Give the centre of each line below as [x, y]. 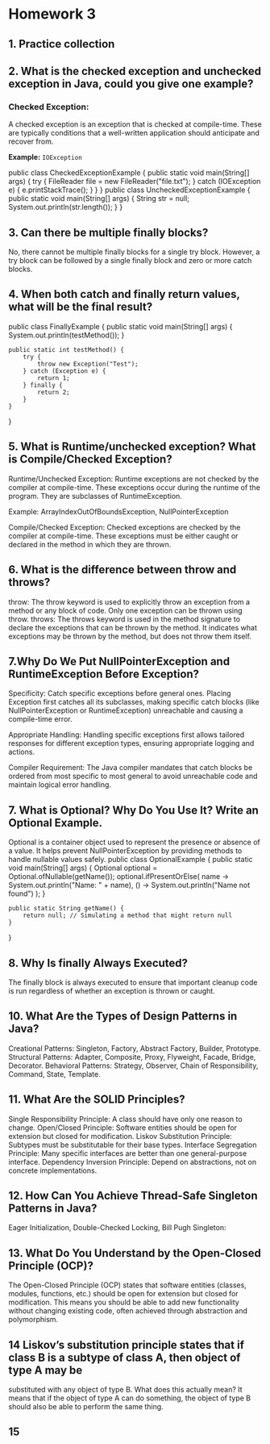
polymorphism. [33, 1320]
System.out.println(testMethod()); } [66, 335]
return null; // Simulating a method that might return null [127, 916]
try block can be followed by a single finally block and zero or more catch [130, 261]
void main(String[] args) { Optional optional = [83, 868]
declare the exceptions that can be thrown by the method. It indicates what [133, 627]
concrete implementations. [53, 1170]
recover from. [31, 141]
